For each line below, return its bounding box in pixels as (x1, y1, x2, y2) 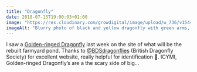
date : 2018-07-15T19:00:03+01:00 (6, 14, 88, 20)
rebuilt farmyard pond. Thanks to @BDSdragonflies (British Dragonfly (6, 47, 174, 54)
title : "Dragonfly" (6, 8, 54, 15)
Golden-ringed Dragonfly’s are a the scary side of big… (6, 60, 140, 67)
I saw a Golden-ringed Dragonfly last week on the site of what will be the (6, 41, 182, 48)
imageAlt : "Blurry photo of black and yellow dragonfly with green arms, (6, 25, 191, 31)
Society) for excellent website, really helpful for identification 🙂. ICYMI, (6, 53, 177, 60)
